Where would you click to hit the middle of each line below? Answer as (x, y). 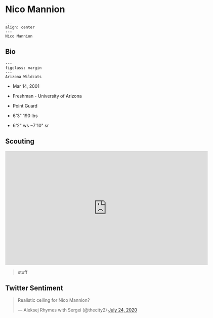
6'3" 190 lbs (25, 116)
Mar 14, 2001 (26, 86)
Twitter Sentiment (34, 288)
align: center (20, 27)
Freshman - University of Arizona (47, 96)
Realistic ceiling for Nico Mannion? (54, 300)
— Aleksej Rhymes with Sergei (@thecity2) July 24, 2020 (77, 310)
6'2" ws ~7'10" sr (31, 125)
